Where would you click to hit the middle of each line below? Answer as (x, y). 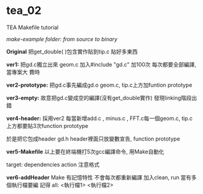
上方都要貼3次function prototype (47, 125)
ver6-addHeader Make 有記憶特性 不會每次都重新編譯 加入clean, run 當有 (99, 177)
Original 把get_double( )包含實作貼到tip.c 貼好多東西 (72, 52)
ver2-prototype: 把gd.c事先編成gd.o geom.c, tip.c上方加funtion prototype (99, 85)
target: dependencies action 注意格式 (53, 164)
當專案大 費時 (23, 72)
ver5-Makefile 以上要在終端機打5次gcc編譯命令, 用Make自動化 (85, 152)
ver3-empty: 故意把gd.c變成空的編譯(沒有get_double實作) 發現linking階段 (99, 98)
